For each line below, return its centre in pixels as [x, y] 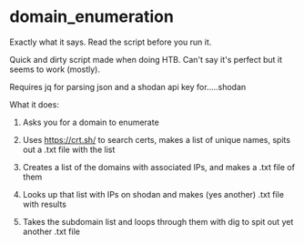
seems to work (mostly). [55, 69]
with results [44, 204]
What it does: [34, 104]
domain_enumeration [92, 17]
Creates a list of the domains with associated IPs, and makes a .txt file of [159, 167]
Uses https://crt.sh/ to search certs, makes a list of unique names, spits [157, 139]
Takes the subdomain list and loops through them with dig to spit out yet [158, 221]
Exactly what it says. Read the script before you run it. [111, 42]
